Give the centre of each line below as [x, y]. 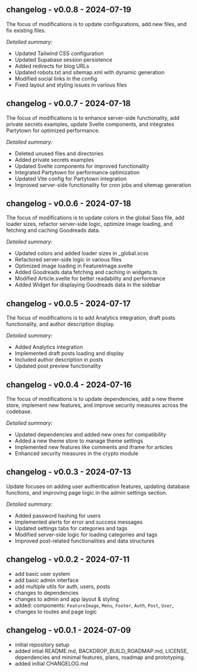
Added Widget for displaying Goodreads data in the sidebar [88, 285]
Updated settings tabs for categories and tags [71, 528]
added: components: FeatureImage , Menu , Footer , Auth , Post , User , [94, 605]
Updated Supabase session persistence [63, 59]
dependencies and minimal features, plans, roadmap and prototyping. [100, 657]
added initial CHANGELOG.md [51, 663]
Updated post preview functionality [58, 366]
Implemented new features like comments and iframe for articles [94, 447]
